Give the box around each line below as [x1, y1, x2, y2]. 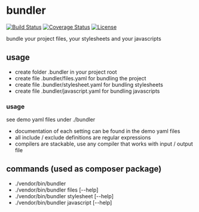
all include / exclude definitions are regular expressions [14, 134, 151, 141]
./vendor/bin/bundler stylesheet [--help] [14, 192, 114, 199]
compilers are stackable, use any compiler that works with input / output [14, 140, 193, 147]
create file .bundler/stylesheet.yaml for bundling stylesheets [14, 81, 163, 88]
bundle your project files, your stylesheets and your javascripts [6, 35, 161, 42]
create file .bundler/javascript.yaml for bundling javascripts [14, 87, 160, 95]
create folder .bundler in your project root [14, 68, 118, 75]
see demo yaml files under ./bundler [6, 116, 96, 123]
